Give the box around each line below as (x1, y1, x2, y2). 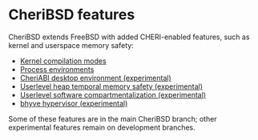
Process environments (19, 64, 95, 74)
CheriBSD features (8, 6, 135, 24)
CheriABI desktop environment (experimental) (19, 73, 172, 82)
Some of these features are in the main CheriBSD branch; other (8, 114, 218, 123)
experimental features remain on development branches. (8, 122, 196, 132)
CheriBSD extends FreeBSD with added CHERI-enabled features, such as (8, 32, 250, 42)
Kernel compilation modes (19, 56, 107, 66)
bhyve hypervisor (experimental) (19, 98, 128, 108)
